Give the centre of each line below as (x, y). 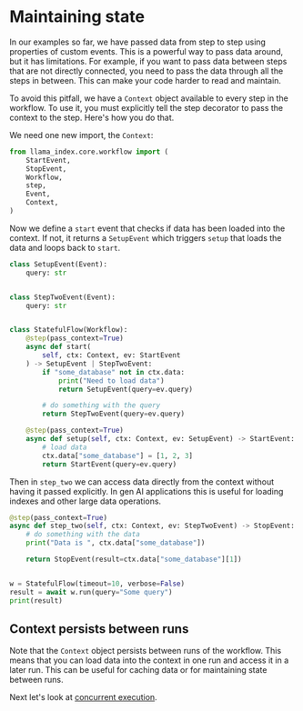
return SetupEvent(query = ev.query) (126, 389)
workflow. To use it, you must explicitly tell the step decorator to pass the (146, 107)
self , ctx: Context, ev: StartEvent (111, 355)
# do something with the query (101, 406)
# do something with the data (83, 535)
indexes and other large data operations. (86, 501)
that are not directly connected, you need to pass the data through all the (146, 71)
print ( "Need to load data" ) (111, 381)
